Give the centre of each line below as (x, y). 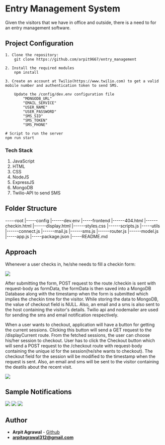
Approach (21, 252)
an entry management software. (38, 27)
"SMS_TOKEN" (36, 120)
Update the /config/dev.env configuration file (64, 94)
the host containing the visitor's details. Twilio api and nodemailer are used (82, 309)
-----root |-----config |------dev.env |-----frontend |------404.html (74, 220)
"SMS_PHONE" (36, 125)
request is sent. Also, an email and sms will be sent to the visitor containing (82, 361)
